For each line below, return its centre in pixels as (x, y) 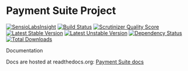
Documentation (25, 50)
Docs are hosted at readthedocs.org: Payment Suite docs (75, 62)
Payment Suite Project (61, 11)
